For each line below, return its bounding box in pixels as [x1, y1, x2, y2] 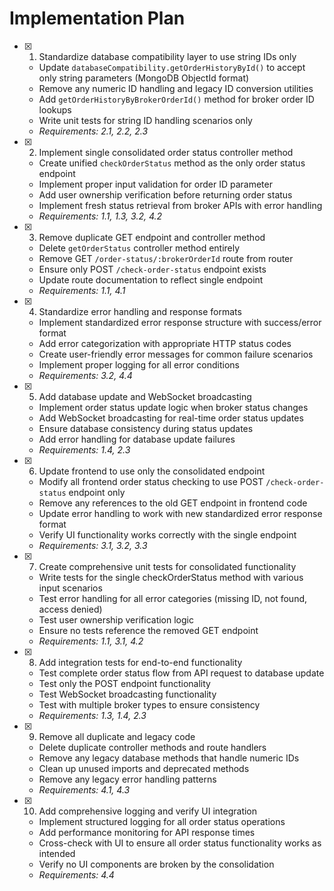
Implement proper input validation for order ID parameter [38, 178, 273, 190]
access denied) [38, 603, 103, 615]
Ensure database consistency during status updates [38, 422, 254, 434]
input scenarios [38, 582, 103, 594]
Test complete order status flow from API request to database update [38, 667, 325, 679]
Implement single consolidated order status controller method [38, 146, 294, 158]
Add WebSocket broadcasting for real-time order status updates [38, 412, 304, 424]
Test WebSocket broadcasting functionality [38, 688, 217, 700]
